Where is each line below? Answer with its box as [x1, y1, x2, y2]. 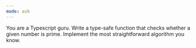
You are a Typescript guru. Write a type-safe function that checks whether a [6, 24, 191, 31]
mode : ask [6, 8, 31, 14]
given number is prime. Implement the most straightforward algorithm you [6, 30, 185, 38]
